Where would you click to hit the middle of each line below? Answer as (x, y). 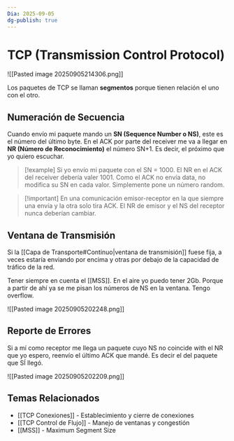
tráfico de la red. (31, 267)
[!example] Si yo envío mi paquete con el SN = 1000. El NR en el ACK (123, 170)
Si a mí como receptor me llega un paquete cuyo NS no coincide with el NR (115, 348)
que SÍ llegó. (25, 363)
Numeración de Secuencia (66, 117)
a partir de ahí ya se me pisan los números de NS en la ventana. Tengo (109, 288)
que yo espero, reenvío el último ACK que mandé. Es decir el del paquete (112, 355)
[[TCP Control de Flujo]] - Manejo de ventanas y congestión (103, 422)
